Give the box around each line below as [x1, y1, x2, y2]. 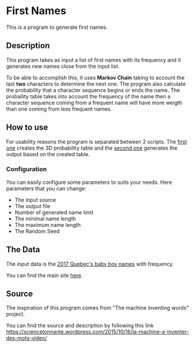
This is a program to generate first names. [6, 24, 107, 31]
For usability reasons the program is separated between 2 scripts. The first [6, 138, 187, 145]
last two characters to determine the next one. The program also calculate [6, 80, 186, 87]
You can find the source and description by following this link [6, 322, 154, 329]
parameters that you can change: [6, 184, 87, 192]
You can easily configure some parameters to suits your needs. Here [6, 179, 172, 186]
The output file [14, 202, 51, 210]
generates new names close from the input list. [6, 62, 120, 70]
